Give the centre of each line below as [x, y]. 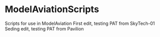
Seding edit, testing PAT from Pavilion [44, 28]
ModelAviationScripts [52, 9]
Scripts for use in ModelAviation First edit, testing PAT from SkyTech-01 [80, 23]
